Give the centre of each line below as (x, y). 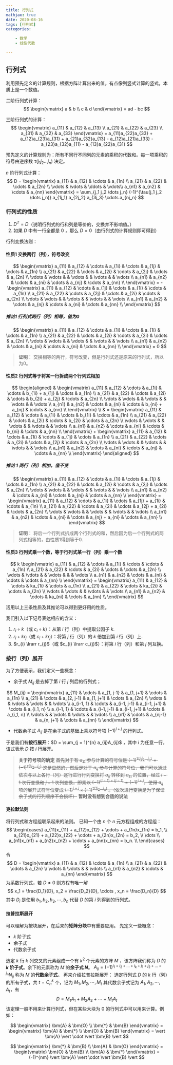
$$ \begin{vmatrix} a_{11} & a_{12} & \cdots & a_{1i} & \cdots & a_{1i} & (87, 330)
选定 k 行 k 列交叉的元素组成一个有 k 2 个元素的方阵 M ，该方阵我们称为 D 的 (86, 960)
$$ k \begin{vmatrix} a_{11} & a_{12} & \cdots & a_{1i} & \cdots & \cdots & (87, 564)
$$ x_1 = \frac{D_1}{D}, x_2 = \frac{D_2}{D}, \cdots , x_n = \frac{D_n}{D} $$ (87, 891)
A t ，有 (13, 990)
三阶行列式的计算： (26, 119)
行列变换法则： (22, 241)
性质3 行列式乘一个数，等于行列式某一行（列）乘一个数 (64, 552)
